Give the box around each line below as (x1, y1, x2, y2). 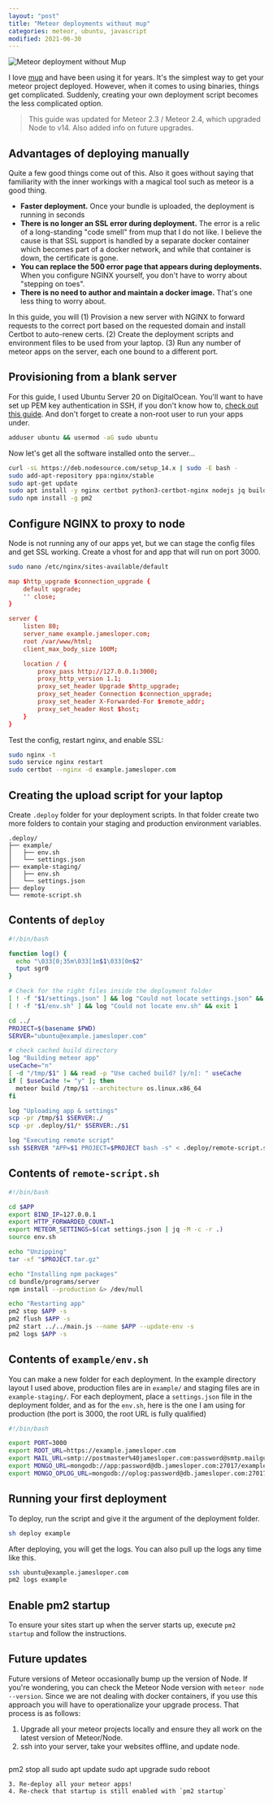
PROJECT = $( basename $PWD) (8, 1024, 96, 1032)
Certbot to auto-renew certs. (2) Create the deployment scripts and (8, 330, 234, 339)
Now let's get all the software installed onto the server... (8, 448, 195, 458)
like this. (8, 1552, 37, 1562)
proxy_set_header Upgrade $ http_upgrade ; (37, 683, 180, 691)
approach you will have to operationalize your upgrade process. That (8, 1700, 240, 1709)
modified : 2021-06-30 (8, 34, 82, 43)
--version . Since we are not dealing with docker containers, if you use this (8, 1691, 258, 1700)
